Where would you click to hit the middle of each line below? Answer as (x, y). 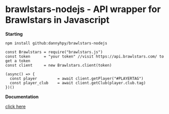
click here (16, 106)
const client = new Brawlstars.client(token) (59, 65)
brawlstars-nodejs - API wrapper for (83, 9)
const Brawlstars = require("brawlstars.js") (54, 52)
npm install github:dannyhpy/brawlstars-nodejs (56, 43)
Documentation (22, 96)
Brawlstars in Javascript (57, 20)
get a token (18, 61)
